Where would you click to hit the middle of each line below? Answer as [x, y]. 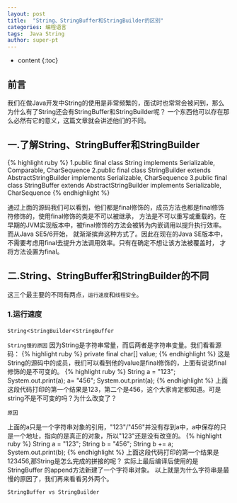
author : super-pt [33, 40]
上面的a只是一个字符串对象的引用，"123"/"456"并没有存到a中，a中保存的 [114, 426]
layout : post [27, 14]
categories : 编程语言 [37, 27]
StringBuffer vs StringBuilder [53, 492]
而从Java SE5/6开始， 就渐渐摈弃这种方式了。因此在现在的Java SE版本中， [117, 234]
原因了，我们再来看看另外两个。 [66, 478]
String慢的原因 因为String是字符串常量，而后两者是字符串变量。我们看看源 [114, 345]
